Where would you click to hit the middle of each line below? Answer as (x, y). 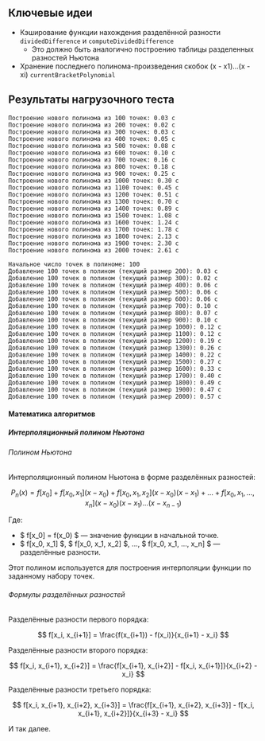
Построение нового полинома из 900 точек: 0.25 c (92, 174)
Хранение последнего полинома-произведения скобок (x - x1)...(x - (135, 66)
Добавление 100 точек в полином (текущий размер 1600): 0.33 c (115, 369)
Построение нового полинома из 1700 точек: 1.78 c (94, 229)
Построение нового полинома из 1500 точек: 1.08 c (94, 215)
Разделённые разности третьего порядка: (80, 689)
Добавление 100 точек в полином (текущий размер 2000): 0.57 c (115, 396)
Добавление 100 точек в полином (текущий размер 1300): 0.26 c (115, 348)
